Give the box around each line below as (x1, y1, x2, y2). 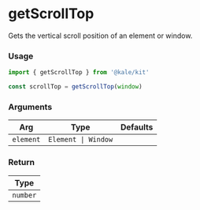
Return (8, 157, 35, 168)
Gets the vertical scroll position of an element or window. (8, 31, 193, 40)
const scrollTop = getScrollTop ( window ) (8, 83, 143, 91)
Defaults (120, 122, 154, 133)
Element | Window (48, 135, 113, 144)
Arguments (8, 101, 53, 112)
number (12, 190, 37, 200)
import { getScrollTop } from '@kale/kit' (8, 69, 150, 77)
